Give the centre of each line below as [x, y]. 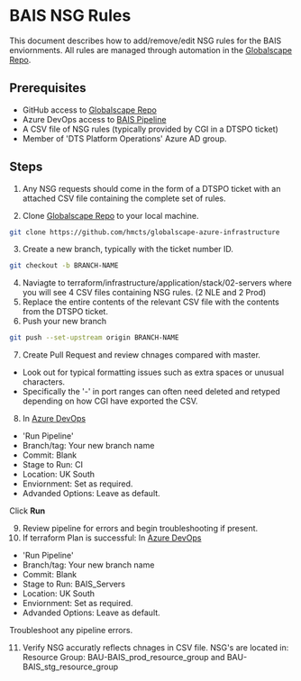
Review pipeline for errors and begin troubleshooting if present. [140, 529]
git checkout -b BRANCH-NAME [64, 266]
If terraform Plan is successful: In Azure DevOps [112, 538]
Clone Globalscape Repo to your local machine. [110, 215]
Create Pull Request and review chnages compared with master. [141, 355]
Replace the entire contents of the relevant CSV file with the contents [150, 302]
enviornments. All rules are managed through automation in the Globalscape [151, 50]
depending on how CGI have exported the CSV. [110, 401]
